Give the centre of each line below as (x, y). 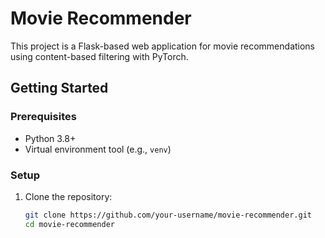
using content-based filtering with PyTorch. (99, 56)
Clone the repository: (68, 196)
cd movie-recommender (69, 224)
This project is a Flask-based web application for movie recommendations (163, 46)
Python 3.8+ (50, 138)
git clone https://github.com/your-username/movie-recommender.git (168, 215)
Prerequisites (43, 117)
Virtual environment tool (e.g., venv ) (98, 149)
